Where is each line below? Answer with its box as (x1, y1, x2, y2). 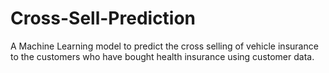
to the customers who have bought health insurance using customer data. (10, 50, 315, 62)
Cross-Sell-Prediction (10, 7, 197, 30)
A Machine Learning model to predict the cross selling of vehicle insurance (10, 40, 319, 52)
